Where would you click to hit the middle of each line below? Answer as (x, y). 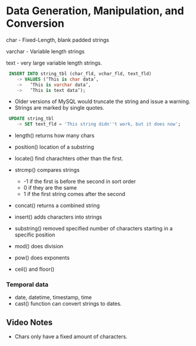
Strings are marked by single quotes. (59, 108)
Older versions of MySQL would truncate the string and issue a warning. (102, 101)
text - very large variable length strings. (54, 63)
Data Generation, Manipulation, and (95, 11)
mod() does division (39, 246)
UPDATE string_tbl (31, 119)
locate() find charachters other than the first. (69, 159)
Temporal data (27, 284)
